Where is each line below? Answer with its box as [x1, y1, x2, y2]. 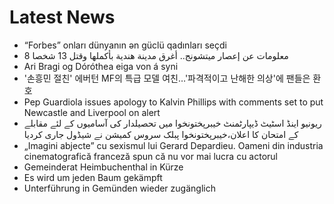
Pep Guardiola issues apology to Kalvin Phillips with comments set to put [23, 96, 324, 108]
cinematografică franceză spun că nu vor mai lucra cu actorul [23, 150, 278, 162]
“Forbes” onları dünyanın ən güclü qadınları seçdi [23, 39, 227, 51]
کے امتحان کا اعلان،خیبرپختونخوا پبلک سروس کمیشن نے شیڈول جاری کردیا [23, 128, 299, 140]
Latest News [9, 6, 116, 29]
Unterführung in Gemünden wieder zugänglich [23, 182, 216, 194]
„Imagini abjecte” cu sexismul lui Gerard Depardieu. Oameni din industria [23, 139, 324, 151]
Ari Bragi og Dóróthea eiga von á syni [23, 60, 179, 72]
